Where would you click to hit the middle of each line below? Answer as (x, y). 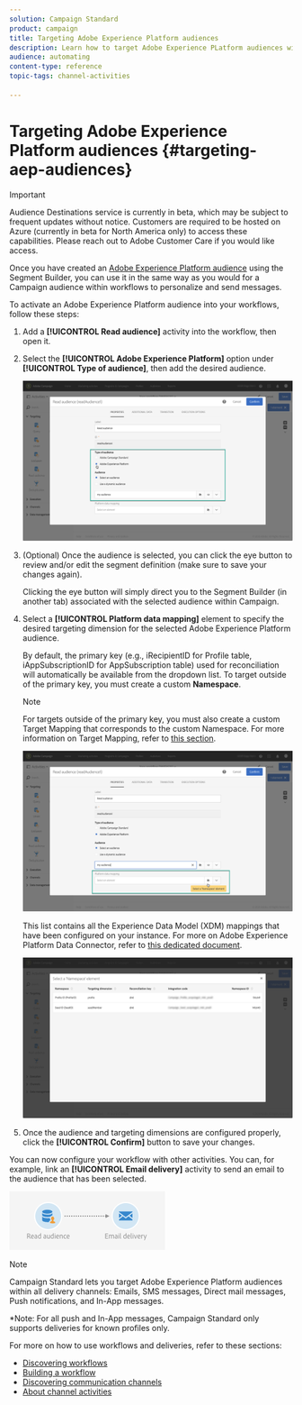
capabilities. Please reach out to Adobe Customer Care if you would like (142, 241)
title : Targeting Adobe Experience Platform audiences (114, 38)
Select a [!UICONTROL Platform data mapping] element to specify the (153, 619)
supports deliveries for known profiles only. (90, 1327)
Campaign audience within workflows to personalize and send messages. (146, 287)
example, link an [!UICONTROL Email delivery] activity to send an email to (147, 1169)
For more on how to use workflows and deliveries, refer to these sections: (146, 1345)
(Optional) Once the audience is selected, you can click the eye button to (157, 555)
